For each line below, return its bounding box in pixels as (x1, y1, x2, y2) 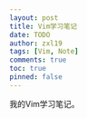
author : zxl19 (9, 38, 63, 48)
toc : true (9, 64, 47, 74)
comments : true (9, 55, 67, 64)
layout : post (9, 13, 59, 23)
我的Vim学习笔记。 (9, 98, 80, 109)
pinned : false (9, 73, 63, 82)
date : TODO (9, 30, 51, 39)
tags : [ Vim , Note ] (9, 47, 79, 56)
